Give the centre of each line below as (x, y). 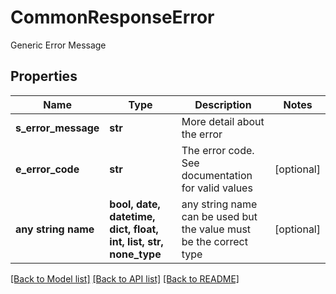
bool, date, (135, 204)
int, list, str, (136, 241)
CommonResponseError (112, 17)
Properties (44, 76)
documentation (217, 175)
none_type (135, 254)
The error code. (218, 150)
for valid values (217, 188)
